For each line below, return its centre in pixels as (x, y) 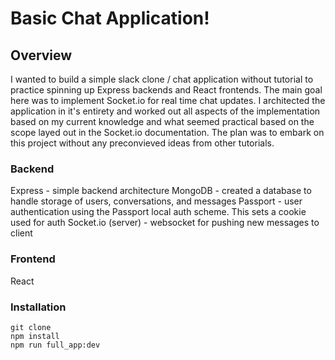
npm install (35, 336)
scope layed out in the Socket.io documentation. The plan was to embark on (167, 132)
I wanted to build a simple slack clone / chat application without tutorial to (162, 79)
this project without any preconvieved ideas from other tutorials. (142, 143)
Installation (38, 307)
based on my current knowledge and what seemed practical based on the (162, 121)
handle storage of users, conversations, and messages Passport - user (156, 201)
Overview (41, 55)
